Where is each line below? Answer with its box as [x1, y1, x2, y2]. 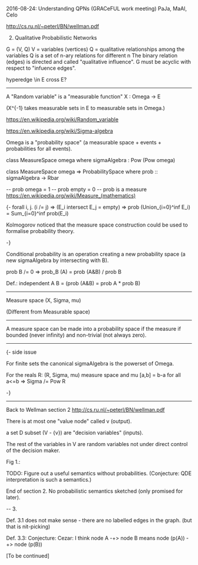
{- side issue [6, 348, 37, 356]
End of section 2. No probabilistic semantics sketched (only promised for [6, 487, 183, 495]
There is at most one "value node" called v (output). [6, 418, 132, 425]
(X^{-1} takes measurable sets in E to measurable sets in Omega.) [6, 105, 165, 111]
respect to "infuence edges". [6, 64, 77, 72]
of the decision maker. [6, 447, 61, 454]
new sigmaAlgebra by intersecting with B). [6, 257, 109, 264]
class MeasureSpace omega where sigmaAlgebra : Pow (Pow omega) [6, 157, 176, 163]
